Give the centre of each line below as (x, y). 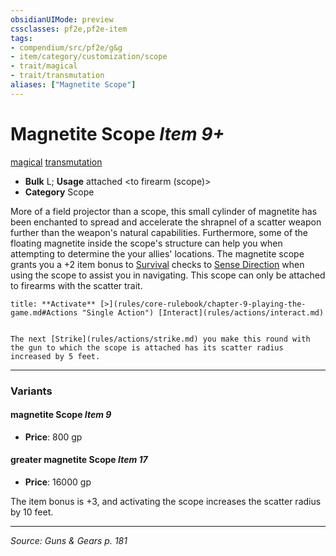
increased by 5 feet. (55, 356)
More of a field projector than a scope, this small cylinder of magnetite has (164, 211)
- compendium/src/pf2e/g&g (66, 47)
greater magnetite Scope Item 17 (79, 460)
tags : (21, 38)
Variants (31, 391)
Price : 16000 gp (58, 482)
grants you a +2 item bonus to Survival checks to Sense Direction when (157, 264)
